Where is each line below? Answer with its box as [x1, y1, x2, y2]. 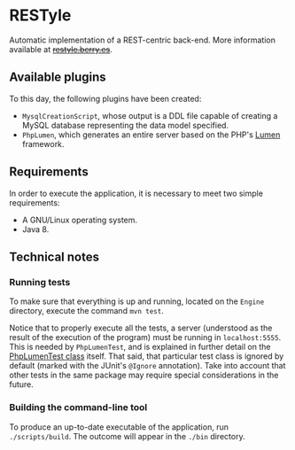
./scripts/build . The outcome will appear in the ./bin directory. [9, 431, 245, 441]
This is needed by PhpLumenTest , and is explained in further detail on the [9, 342, 271, 353]
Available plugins [9, 70, 106, 85]
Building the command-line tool [9, 401, 148, 414]
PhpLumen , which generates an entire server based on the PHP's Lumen [21, 129, 281, 140]
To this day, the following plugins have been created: [9, 93, 202, 104]
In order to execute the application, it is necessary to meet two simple [9, 188, 264, 198]
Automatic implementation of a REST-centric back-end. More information [9, 35, 276, 45]
